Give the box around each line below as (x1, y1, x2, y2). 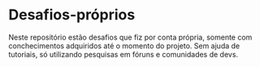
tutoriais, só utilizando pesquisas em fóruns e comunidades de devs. (8, 49, 238, 59)
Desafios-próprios (8, 6, 136, 24)
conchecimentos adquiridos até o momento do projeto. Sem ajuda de (8, 40, 240, 50)
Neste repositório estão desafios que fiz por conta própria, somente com (8, 32, 253, 42)
